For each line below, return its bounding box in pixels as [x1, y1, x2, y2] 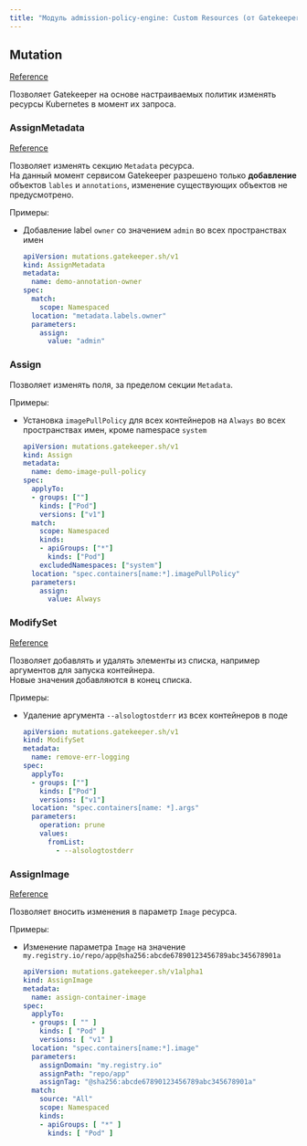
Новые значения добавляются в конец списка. [9, 674, 193, 685]
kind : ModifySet [22, 736, 85, 745]
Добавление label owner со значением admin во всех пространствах [22, 225, 287, 236]
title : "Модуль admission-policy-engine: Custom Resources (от [9, 13, 256, 23]
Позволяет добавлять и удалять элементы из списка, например [9, 655, 260, 666]
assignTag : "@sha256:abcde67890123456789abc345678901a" [39, 1078, 257, 1087]
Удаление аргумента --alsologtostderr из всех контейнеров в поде [22, 710, 288, 720]
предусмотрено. [9, 189, 75, 200]
